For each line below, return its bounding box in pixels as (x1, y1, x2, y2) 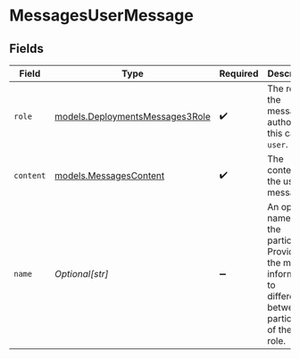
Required (219, 68, 259, 79)
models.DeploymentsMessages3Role (54, 111, 212, 122)
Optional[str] (54, 268, 109, 280)
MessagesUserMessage (9, 5, 194, 26)
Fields (9, 41, 45, 56)
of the (267, 323, 293, 336)
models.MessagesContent (54, 170, 165, 181)
